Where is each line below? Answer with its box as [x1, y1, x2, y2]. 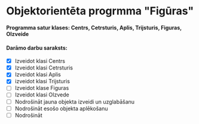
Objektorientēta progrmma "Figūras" [6, 4, 194, 18]
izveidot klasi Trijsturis [14, 78, 71, 85]
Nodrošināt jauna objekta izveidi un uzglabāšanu [14, 98, 135, 105]
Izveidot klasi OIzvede [14, 91, 70, 98]
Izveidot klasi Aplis [14, 71, 61, 78]
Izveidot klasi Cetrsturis [14, 64, 74, 71]
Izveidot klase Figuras [14, 84, 69, 92]
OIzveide [6, 30, 29, 37]
